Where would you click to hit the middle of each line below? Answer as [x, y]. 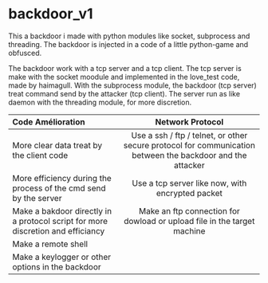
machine [189, 230]
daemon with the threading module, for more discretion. [100, 102]
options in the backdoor [57, 266]
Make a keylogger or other [62, 257]
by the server [37, 198]
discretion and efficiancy [59, 230]
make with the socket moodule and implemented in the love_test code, [124, 77]
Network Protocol [189, 122]
